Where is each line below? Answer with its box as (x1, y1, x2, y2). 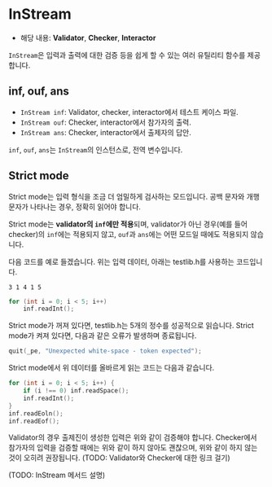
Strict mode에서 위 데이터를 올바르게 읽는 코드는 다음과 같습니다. (8, 363, 215, 373)
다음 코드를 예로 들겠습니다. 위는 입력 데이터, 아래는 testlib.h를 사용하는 (8, 257, 235, 266)
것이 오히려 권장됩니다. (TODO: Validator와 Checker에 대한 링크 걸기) (8, 453, 230, 463)
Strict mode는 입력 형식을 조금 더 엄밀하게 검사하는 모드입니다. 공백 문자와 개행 (8, 191, 261, 201)
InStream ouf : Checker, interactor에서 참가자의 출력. (20, 117, 191, 127)
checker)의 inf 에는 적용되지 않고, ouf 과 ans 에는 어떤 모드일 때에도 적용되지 (8, 229, 249, 239)
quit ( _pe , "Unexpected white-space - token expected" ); (8, 347, 202, 355)
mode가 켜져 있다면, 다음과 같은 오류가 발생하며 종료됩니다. (8, 331, 197, 340)
